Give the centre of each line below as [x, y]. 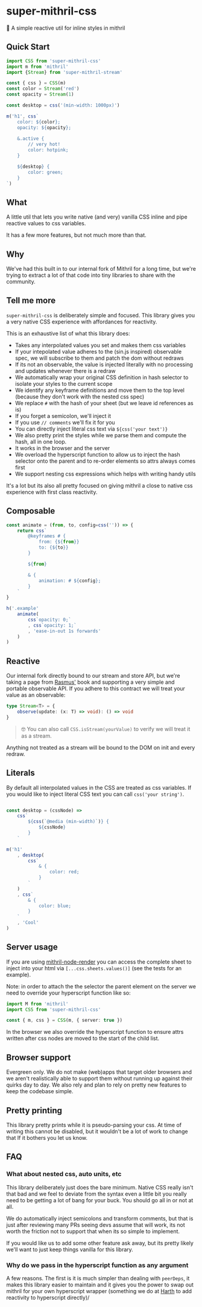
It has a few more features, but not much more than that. [76, 235]
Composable [31, 511]
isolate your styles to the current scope [64, 383]
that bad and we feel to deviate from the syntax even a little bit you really [96, 1194]
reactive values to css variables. [46, 223]
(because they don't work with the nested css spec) [80, 396]
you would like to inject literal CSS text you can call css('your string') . [95, 794]
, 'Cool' [28, 923]
